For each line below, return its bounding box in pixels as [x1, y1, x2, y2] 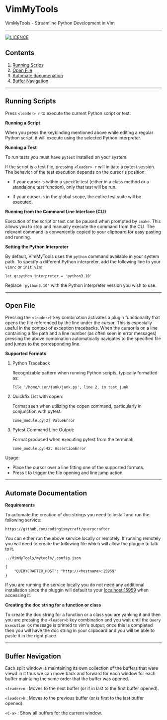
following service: [5, 517, 42, 523]
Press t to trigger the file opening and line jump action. [12, 470, 124, 476]
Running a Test [5, 144, 37, 150]
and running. [5, 234, 31, 240]
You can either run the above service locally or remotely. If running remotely [5, 535, 161, 541]
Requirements [5, 502, 35, 508]
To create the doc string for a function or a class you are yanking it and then [5, 611, 161, 618]
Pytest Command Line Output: [12, 427, 75, 433]
